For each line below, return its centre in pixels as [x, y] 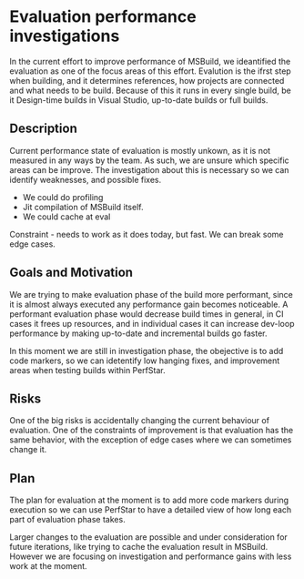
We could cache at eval [66, 217]
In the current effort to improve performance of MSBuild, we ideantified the [150, 61]
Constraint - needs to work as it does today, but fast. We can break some [147, 234]
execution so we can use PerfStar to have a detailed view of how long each [151, 510]
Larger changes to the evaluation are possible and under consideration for [149, 537]
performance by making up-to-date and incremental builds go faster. [138, 333]
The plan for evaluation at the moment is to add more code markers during [149, 500]
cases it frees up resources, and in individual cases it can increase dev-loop [152, 323]
